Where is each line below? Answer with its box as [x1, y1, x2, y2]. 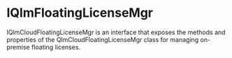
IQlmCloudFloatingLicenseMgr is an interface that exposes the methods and [6, 28, 226, 36]
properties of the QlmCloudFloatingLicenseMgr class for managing [6, 35, 199, 43]
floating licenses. [31, 43, 81, 51]
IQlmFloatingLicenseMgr [6, 5, 153, 21]
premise [6, 43, 30, 51]
